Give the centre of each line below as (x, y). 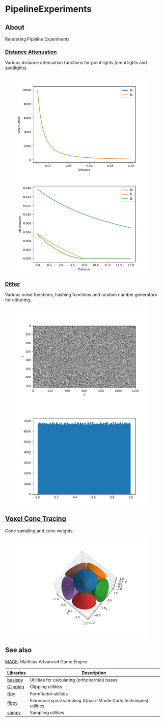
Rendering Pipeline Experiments (37, 39)
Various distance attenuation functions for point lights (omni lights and (76, 63)
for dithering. (18, 300)
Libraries (16, 673)
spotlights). (16, 68)
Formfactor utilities (49, 693)
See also (18, 650)
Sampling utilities (47, 713)
